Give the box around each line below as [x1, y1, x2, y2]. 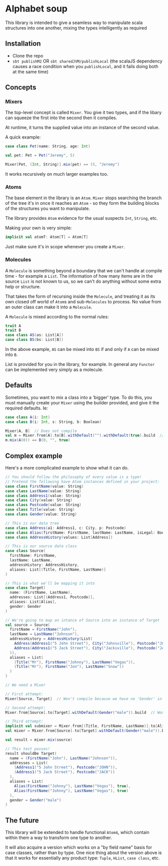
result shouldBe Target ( [5, 751, 57, 756]
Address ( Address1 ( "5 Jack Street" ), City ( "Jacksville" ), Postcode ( [14, 645, 157, 651]
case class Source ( [5, 549, 46, 554]
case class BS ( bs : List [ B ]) [5, 337, 64, 342]
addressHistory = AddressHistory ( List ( [9, 636, 93, 641]
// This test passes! [5, 746, 50, 751]
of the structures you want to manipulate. [5, 206, 90, 212]
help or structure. [5, 283, 41, 289]
